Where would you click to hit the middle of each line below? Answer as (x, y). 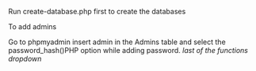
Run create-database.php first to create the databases (97, 11)
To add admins (32, 26)
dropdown (25, 59)
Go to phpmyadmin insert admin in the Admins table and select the (117, 42)
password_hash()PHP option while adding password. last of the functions (128, 50)
